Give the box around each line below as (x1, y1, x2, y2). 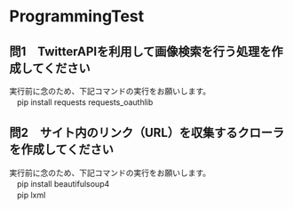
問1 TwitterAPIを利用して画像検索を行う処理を (9, 44, 273, 59)
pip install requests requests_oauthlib (16, 97, 154, 108)
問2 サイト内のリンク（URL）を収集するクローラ (9, 125, 285, 141)
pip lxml (16, 189, 46, 200)
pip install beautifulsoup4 (16, 178, 110, 189)
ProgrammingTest (9, 6, 145, 27)
